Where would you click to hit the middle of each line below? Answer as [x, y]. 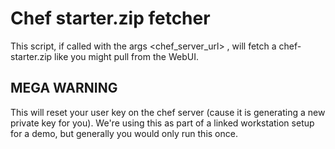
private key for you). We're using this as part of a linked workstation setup [162, 123]
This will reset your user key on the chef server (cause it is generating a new [168, 112]
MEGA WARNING [64, 88]
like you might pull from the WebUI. [126, 56]
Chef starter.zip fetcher [110, 18]
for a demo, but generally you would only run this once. [124, 133]
